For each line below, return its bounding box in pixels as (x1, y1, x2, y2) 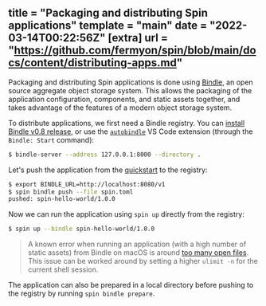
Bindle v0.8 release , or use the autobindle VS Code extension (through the (8, 127, 253, 136)
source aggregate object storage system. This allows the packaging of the (8, 85, 252, 95)
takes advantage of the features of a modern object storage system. (8, 103, 233, 112)
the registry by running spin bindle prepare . (8, 288, 155, 298)
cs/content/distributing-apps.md (8, 56, 177, 70)
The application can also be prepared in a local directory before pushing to (8, 280, 254, 290)
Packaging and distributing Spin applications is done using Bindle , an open (8, 77, 253, 87)
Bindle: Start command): (8, 135, 94, 144)
